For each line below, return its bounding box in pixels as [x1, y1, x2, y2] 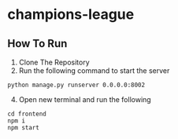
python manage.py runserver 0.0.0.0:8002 [7, 81, 146, 89]
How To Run [7, 37, 68, 50]
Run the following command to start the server [18, 66, 170, 75]
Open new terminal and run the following [18, 95, 151, 104]
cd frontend [7, 110, 46, 118]
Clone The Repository [18, 57, 90, 67]
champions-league [7, 5, 135, 24]
